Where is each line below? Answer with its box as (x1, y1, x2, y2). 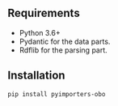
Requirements (7, 6, 80, 20)
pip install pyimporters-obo (7, 90, 106, 98)
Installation (7, 69, 65, 83)
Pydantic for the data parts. (19, 36, 111, 46)
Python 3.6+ (19, 28, 61, 37)
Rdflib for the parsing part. (19, 45, 108, 55)
